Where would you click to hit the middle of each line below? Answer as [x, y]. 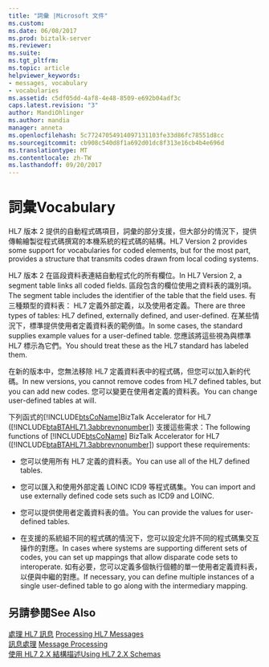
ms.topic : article [39, 68]
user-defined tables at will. [53, 401]
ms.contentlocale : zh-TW [50, 158]
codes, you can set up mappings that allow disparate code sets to [129, 557]
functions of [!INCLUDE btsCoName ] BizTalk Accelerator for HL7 [114, 436]
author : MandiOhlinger [46, 113]
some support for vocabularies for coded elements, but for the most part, [130, 251]
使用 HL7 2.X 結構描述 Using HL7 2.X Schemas [85, 654]
